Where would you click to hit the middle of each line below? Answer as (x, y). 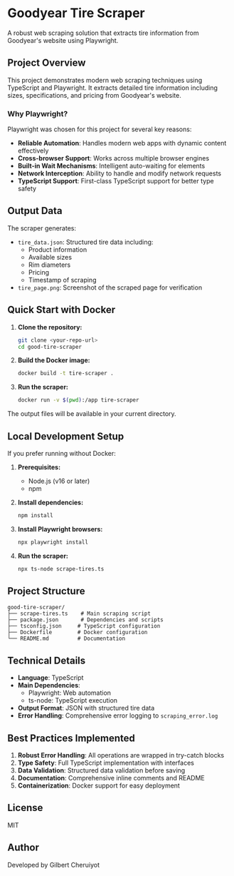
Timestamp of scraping (62, 280)
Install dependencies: (50, 502)
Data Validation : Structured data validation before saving (101, 770)
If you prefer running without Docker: (62, 453)
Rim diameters (49, 265)
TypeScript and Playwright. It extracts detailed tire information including (113, 88)
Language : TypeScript (50, 678)
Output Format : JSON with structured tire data (86, 708)
